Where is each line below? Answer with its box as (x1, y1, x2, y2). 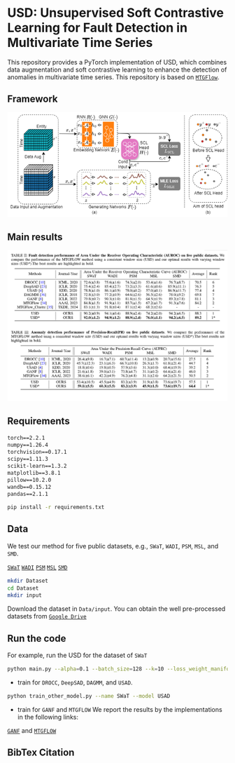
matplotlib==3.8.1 (7, 470, 61, 477)
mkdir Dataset (7, 577, 49, 584)
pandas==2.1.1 (7, 491, 49, 498)
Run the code (7, 633, 66, 644)
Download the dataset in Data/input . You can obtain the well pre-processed (7, 605, 226, 613)
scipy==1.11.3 (7, 456, 49, 463)
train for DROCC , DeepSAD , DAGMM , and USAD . (17, 678, 133, 687)
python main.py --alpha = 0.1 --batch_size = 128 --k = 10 (7, 666, 164, 673)
